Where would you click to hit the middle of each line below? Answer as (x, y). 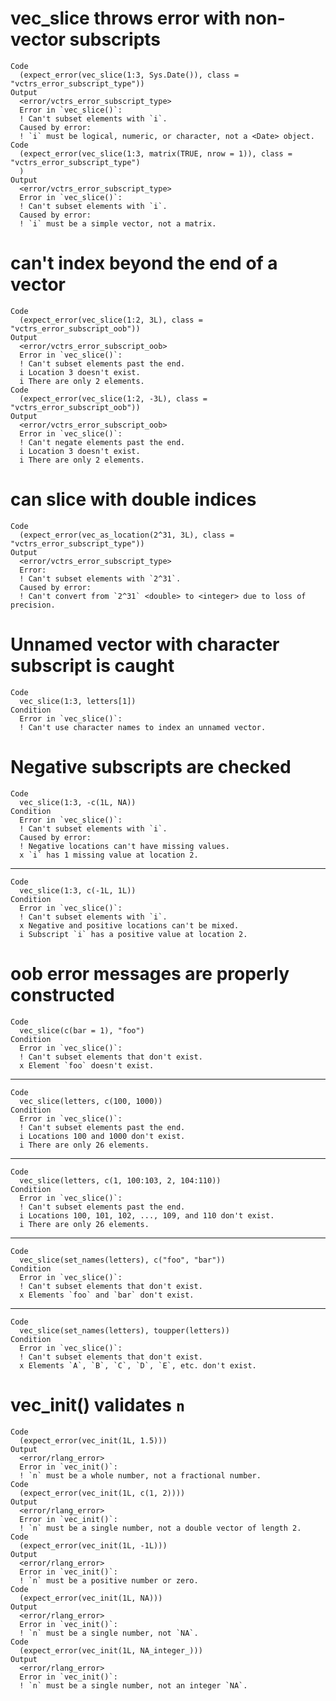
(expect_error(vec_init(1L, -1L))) (93, 1545)
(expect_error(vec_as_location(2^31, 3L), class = (127, 535)
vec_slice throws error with (126, 18)
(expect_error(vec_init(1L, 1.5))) (93, 1440)
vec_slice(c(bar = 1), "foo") (82, 1030)
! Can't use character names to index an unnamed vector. (143, 727)
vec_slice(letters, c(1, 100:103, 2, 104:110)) (120, 1180)
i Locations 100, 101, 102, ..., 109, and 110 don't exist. (147, 1215)
